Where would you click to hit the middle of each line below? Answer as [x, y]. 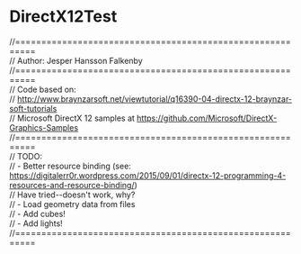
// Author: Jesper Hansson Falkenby [76, 60]
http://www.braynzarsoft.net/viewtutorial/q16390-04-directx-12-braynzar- [155, 99]
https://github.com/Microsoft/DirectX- [207, 118]
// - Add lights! [36, 223]
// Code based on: [43, 89]
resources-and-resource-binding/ [72, 185]
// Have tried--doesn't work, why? [72, 195]
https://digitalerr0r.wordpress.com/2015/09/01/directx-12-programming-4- [148, 175]
